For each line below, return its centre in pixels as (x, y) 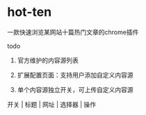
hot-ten (30, 12)
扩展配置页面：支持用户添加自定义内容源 (75, 75)
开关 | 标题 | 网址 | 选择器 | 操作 (52, 104)
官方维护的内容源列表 (48, 60)
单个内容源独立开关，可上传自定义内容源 (75, 89)
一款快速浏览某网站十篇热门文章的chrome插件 (73, 32)
